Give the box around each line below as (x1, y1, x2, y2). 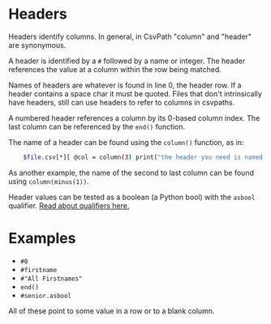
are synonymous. (8, 40, 67, 49)
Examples (8, 229, 76, 247)
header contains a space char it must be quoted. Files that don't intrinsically (8, 88, 262, 98)
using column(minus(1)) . (8, 176, 89, 186)
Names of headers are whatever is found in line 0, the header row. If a (8, 80, 242, 90)
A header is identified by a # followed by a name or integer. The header (8, 56, 246, 66)
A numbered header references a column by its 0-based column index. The (8, 113, 260, 122)
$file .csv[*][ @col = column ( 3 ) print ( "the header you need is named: (23, 153, 267, 161)
